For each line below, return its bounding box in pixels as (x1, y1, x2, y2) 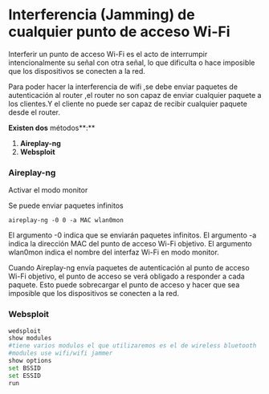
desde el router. (8, 107, 61, 117)
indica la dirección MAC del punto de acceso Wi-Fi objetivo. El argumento (8, 239, 252, 249)
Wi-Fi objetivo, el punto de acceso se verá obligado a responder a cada (8, 271, 245, 282)
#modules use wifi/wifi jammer (8, 349, 113, 358)
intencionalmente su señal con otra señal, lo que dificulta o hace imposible (8, 58, 255, 67)
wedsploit (8, 327, 42, 335)
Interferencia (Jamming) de (8, 6, 195, 24)
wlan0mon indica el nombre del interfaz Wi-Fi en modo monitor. (8, 247, 219, 258)
